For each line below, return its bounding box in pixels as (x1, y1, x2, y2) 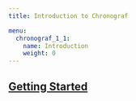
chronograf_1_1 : (15, 34, 70, 42)
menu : (8, 26, 27, 35)
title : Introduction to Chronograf (8, 11, 129, 20)
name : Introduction (23, 42, 89, 50)
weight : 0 (23, 50, 57, 58)
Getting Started (8, 79, 88, 94)
